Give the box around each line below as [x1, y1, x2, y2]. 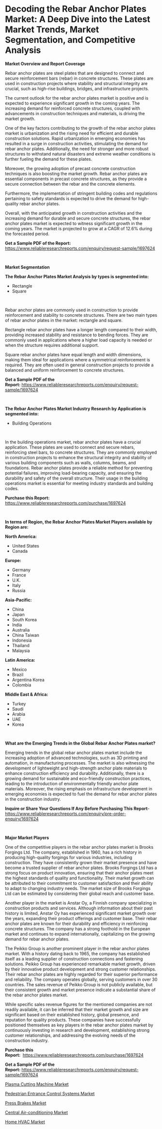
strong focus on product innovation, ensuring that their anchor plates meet [5, 870, 154, 875]
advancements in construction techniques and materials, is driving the [5, 110, 145, 116]
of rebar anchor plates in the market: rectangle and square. [5, 317, 123, 323]
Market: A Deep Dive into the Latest [5, 14, 151, 25]
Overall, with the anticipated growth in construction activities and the [5, 210, 142, 216]
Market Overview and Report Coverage [5, 61, 86, 67]
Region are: [5, 524, 29, 530]
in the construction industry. [5, 796, 61, 802]
